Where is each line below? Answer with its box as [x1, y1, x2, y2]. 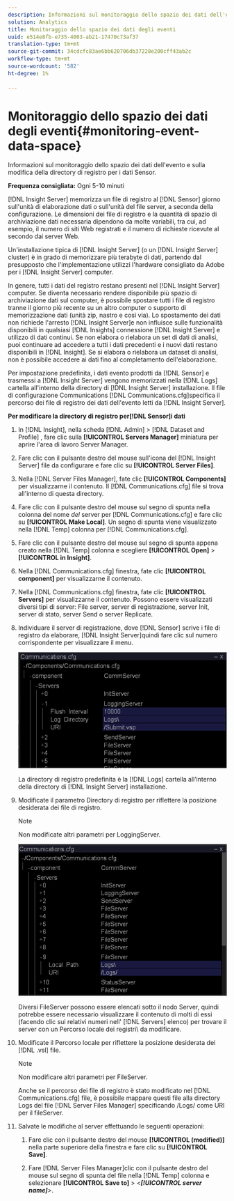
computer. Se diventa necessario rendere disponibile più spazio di [8, 289, 197, 297]
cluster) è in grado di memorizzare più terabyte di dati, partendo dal [8, 253, 202, 261]
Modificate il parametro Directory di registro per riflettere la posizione [17, 796, 217, 805]
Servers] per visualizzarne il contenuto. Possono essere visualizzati [17, 596, 212, 604]
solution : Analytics [8, 18, 68, 26]
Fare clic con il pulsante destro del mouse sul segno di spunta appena [17, 538, 218, 547]
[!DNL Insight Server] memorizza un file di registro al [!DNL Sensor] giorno [8, 195, 221, 203]
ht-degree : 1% [8, 70, 49, 77]
